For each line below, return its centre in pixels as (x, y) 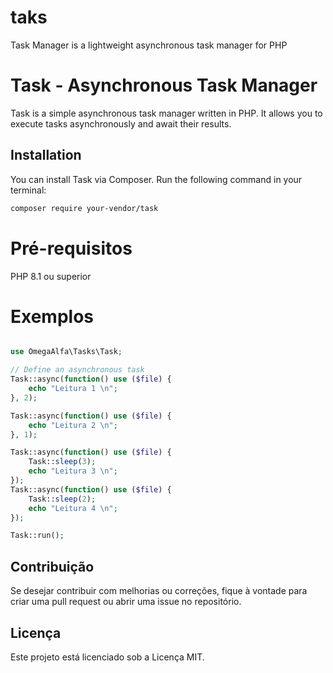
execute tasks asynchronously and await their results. (121, 123)
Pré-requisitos (71, 248)
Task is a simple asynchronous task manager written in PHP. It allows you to (166, 113)
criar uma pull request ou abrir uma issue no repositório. (126, 602)
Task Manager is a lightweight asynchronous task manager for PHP (149, 45)
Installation (46, 155)
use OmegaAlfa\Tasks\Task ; (66, 352)
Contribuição (52, 566)
